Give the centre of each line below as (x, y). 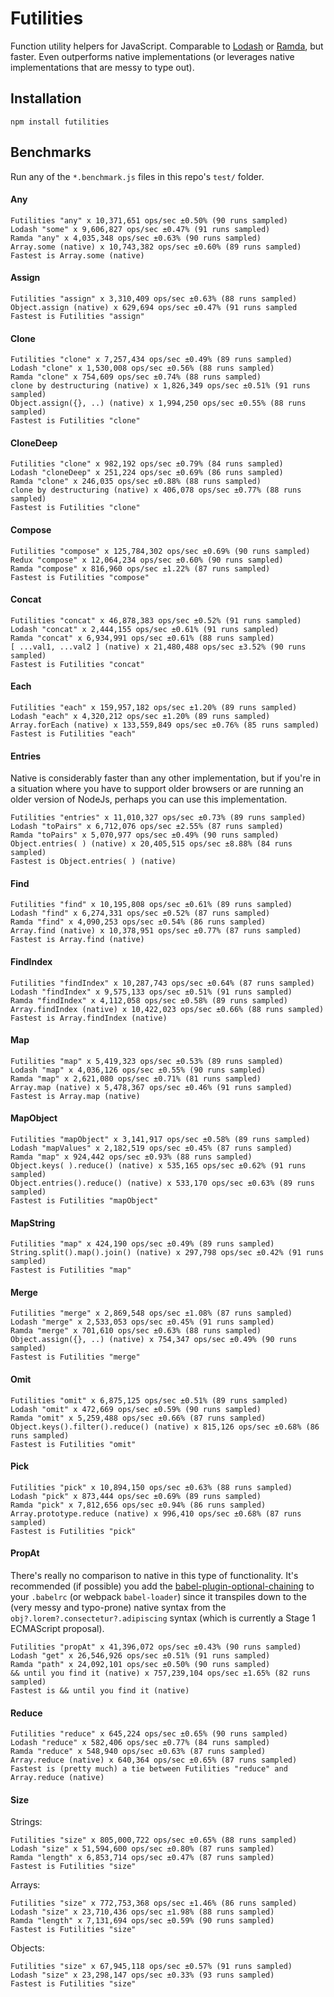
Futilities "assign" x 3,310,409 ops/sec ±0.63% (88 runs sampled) (154, 298)
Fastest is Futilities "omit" (73, 1444)
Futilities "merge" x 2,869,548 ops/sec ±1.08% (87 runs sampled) (151, 1313)
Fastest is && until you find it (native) (100, 1691)
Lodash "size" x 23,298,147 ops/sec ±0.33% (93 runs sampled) (142, 1975)
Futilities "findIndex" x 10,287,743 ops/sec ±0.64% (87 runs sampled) (162, 983)
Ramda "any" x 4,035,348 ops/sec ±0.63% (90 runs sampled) (136, 238)
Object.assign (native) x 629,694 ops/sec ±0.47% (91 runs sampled (154, 307)
